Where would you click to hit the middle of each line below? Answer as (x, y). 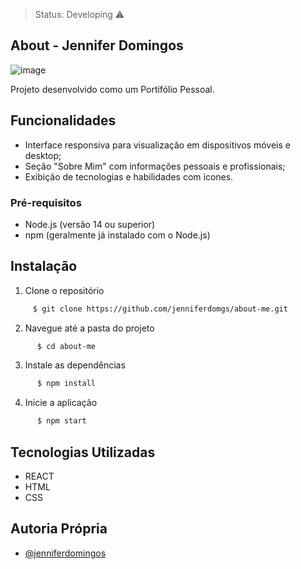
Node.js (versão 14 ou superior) (90, 224)
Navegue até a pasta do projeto (89, 328)
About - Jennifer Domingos (97, 45)
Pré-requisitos (46, 202)
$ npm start (61, 421)
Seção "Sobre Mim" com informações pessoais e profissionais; (155, 166)
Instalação (44, 266)
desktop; (43, 155)
